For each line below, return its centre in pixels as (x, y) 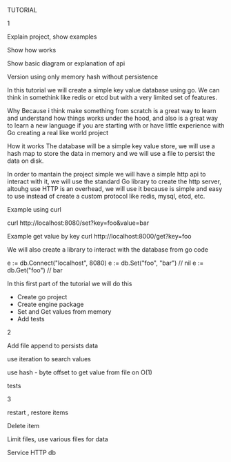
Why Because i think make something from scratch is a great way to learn (112, 111)
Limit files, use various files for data (58, 439)
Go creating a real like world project (58, 133)
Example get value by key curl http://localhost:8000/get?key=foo (99, 236)
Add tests (31, 319)
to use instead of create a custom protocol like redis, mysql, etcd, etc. (106, 196)
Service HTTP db (32, 452)
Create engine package (50, 304)
